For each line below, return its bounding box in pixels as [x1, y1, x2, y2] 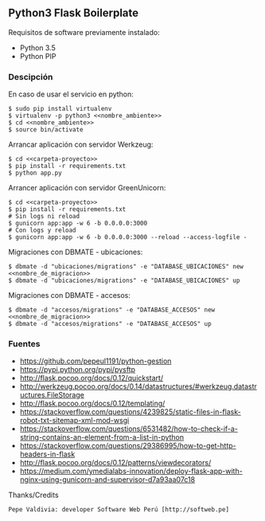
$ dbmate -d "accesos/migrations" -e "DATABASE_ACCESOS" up [8, 320, 212, 328]
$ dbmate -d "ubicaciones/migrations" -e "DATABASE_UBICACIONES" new [8, 263, 244, 271]
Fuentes [8, 339, 41, 350]
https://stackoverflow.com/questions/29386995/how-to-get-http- [19, 441, 236, 451]
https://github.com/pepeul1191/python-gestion [19, 356, 172, 366]
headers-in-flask [19, 449, 76, 459]
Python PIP [19, 51, 57, 61]
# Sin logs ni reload [8, 213, 80, 221]
